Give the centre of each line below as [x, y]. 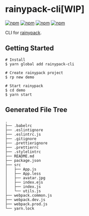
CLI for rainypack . [23, 32]
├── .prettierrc [22, 147]
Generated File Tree [36, 110]
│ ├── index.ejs [24, 182]
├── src [13, 165]
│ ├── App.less [23, 173]
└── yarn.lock [20, 208]
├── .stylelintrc [23, 152]
